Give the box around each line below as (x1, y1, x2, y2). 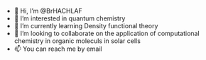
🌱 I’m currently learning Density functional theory (13, 22, 158, 30)
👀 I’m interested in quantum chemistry (13, 14, 126, 23)
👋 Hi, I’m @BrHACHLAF (13, 7, 83, 15)
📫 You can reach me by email (13, 44, 103, 53)
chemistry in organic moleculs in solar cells (13, 37, 141, 45)
